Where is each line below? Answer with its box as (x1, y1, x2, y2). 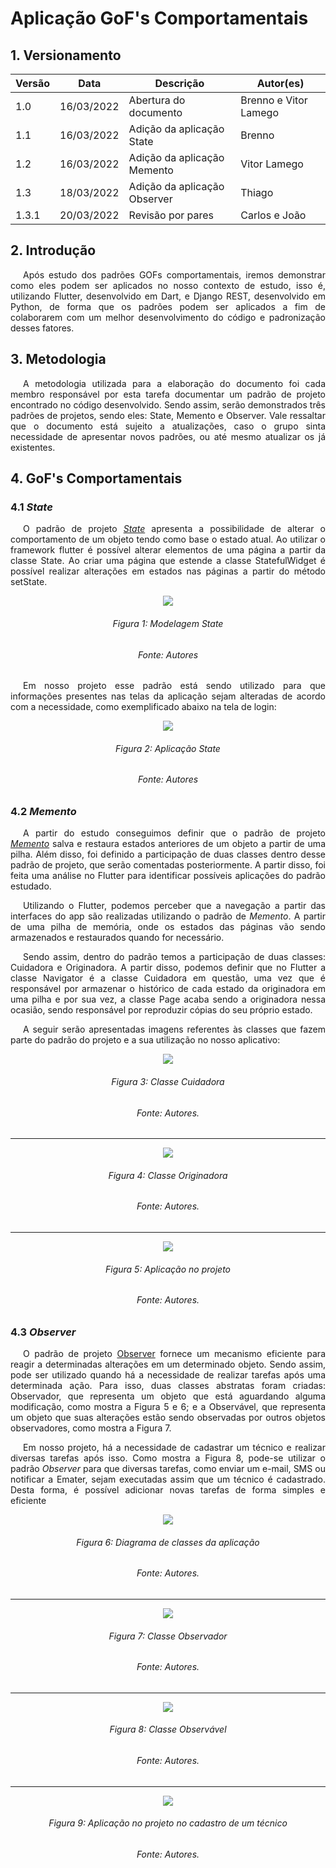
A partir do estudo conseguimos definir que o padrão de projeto (23, 827, 326, 839)
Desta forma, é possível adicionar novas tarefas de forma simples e (10, 1484, 326, 1496)
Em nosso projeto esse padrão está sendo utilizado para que (23, 680, 326, 692)
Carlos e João (240, 208, 307, 222)
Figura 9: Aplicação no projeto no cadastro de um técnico (48, 1817, 288, 1829)
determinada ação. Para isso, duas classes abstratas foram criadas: (10, 1380, 326, 1392)
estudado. (10, 880, 52, 892)
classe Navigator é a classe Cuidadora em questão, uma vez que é (10, 972, 326, 984)
